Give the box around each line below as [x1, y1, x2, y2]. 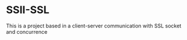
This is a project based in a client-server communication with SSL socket [6, 22, 182, 29]
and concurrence [6, 28, 48, 35]
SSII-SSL [6, 3, 50, 17]
